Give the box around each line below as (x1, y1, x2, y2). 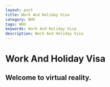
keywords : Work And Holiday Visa (5, 26, 77, 32)
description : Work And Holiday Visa (5, 31, 83, 36)
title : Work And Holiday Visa (5, 12, 70, 17)
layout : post (5, 7, 33, 13)
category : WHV (5, 17, 36, 22)
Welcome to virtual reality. (5, 73, 92, 82)
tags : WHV (5, 21, 27, 27)
